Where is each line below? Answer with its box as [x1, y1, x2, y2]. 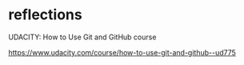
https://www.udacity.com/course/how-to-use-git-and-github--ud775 [8, 47, 236, 57]
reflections [8, 6, 82, 24]
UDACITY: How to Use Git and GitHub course [8, 32, 157, 42]
